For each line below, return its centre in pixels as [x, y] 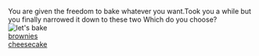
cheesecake [28, 44]
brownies [23, 36]
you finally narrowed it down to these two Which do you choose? [113, 19]
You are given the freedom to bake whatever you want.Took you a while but [130, 11]
